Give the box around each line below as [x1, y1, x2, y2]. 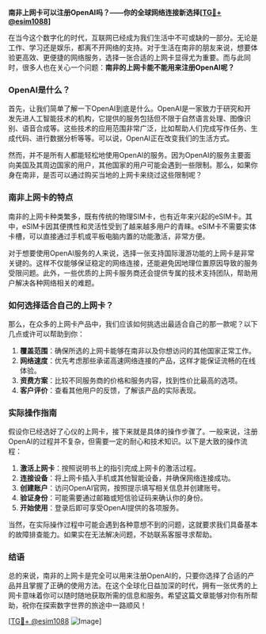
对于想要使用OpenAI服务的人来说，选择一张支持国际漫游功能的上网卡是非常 [8, 248, 255, 258]
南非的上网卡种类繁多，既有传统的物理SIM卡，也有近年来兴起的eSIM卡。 [8, 212, 245, 221]
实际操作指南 [8, 407, 58, 418]
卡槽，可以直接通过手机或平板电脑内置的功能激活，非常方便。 [8, 231, 210, 241]
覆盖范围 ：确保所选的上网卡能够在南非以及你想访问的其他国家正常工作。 [19, 346, 256, 355]
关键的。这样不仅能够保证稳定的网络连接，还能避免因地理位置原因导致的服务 [8, 258, 258, 268]
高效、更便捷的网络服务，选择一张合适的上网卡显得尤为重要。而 [21, 53, 230, 62]
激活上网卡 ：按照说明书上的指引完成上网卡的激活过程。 [19, 464, 200, 473]
